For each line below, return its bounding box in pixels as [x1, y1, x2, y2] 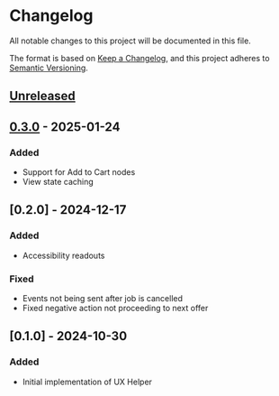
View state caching [22, 177, 94, 188]
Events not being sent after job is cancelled [22, 293, 183, 303]
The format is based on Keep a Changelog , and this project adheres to [9, 52, 270, 63]
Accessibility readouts [22, 250, 105, 261]
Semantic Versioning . [9, 62, 88, 73]
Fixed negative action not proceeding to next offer [22, 303, 209, 313]
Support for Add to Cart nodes [22, 167, 136, 178]
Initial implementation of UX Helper [22, 376, 153, 387]
